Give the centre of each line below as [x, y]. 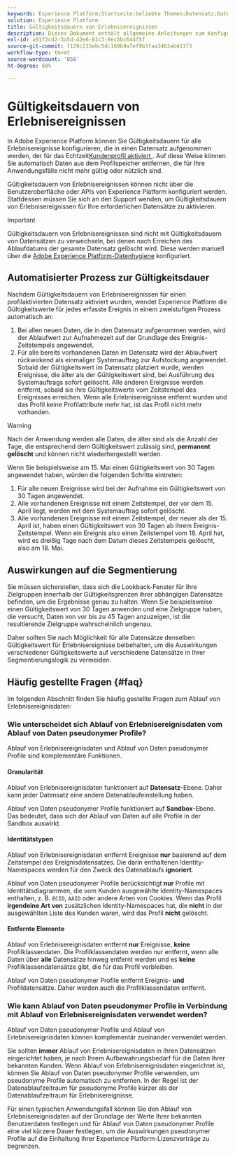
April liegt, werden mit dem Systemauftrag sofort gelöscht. [102, 511]
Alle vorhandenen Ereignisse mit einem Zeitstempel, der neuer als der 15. [122, 518]
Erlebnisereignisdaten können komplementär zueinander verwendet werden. [117, 1037]
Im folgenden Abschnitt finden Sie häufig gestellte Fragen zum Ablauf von [114, 699]
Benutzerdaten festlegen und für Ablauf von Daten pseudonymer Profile [111, 1124]
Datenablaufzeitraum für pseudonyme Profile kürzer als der [93, 1088]
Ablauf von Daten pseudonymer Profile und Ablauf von [86, 1030]
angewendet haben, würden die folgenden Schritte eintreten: [95, 475]
